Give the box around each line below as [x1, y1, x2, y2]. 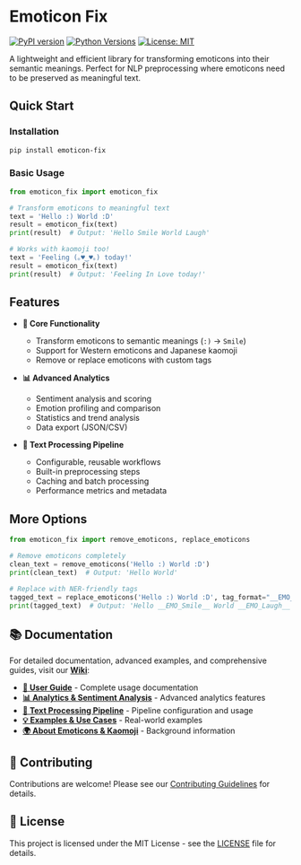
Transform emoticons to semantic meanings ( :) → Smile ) [35, 336, 246, 346]
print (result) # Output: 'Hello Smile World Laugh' [9, 229, 211, 238]
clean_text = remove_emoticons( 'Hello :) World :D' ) [9, 560, 211, 569]
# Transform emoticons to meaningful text [9, 204, 170, 213]
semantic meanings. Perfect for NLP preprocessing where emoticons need [9, 63, 285, 74]
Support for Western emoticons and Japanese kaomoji [35, 345, 237, 356]
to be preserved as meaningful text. [9, 72, 142, 83]
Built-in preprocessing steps [35, 467, 141, 477]
